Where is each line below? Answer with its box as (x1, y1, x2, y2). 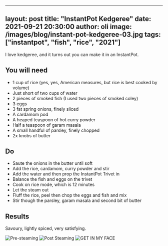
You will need (5, 66, 48, 75)
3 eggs (12, 101, 27, 107)
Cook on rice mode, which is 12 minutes (12, 181, 95, 188)
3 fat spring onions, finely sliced (12, 106, 79, 112)
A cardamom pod (12, 111, 48, 117)
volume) (12, 85, 29, 91)
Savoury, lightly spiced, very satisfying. (5, 225, 86, 231)
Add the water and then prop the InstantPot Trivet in (12, 171, 120, 177)
